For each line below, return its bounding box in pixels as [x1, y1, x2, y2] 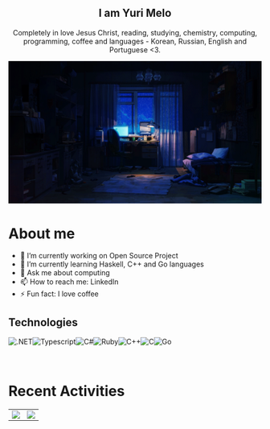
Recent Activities [8, 382, 125, 401]
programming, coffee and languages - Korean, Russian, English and [22, 36, 247, 46]
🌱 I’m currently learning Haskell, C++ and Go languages [19, 259, 205, 269]
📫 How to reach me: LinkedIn [19, 277, 119, 287]
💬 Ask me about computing [19, 268, 110, 278]
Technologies [8, 316, 79, 329]
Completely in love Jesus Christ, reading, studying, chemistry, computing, [12, 27, 258, 37]
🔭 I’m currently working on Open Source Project [19, 251, 178, 261]
